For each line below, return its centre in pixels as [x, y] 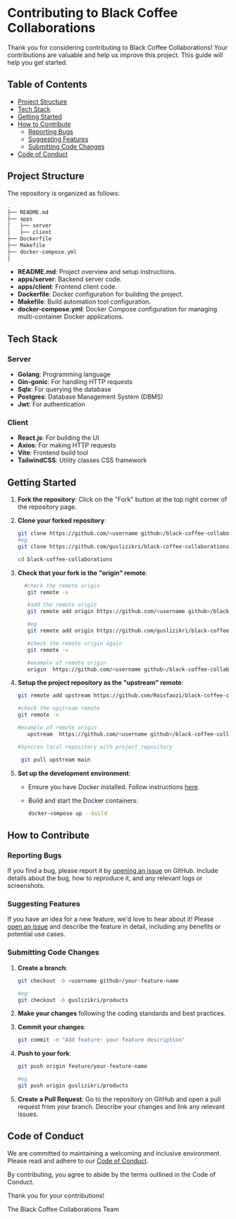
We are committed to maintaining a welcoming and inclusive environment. [114, 1153]
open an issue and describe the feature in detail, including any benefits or [114, 927]
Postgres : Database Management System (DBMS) [90, 397]
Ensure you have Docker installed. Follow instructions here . [114, 786]
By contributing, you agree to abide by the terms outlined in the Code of [112, 1174]
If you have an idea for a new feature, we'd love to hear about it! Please [111, 919]
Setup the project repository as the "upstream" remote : [100, 683]
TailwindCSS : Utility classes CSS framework [82, 460]
